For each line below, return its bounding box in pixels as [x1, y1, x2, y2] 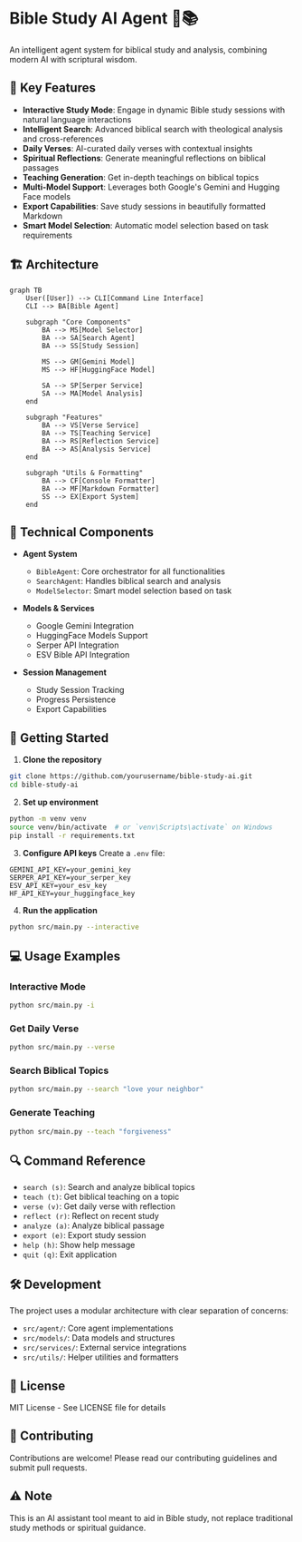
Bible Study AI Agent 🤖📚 [9, 8, 199, 29]
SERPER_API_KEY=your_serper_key [9, 873, 131, 882]
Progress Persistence [35, 694, 116, 705]
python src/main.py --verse [9, 1043, 116, 1052]
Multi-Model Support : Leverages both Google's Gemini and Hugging [22, 181, 280, 192]
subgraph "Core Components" [25, 317, 131, 327]
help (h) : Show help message [22, 1240, 136, 1251]
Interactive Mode [9, 980, 86, 992]
